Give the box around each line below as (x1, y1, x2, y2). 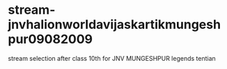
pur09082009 (8, 32, 93, 47)
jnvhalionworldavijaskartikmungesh (8, 17, 221, 32)
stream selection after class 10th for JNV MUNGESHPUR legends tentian (8, 54, 217, 62)
